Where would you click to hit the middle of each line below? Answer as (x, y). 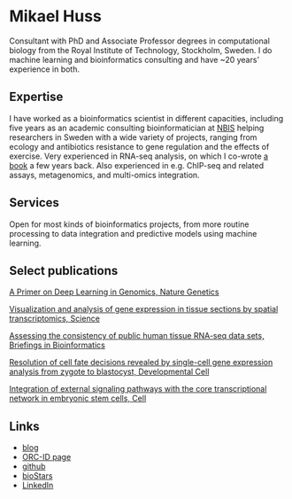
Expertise (36, 97)
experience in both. (45, 69)
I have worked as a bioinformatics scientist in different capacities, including (146, 118)
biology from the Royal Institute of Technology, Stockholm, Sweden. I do (141, 50)
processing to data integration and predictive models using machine (133, 233)
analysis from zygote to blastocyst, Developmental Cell (109, 372)
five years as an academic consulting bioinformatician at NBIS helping (137, 128)
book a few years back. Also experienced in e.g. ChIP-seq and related (137, 165)
